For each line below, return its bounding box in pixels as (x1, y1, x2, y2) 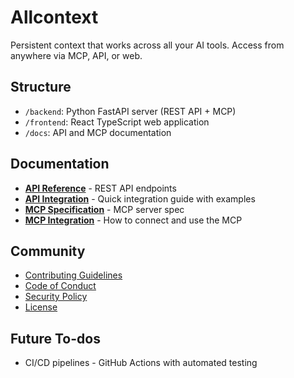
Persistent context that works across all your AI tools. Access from (10, 39, 285, 51)
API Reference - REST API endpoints (24, 182, 177, 194)
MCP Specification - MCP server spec (24, 203, 185, 215)
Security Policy (24, 291, 88, 303)
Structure (10, 79, 72, 96)
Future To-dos (10, 330, 101, 347)
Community (10, 242, 86, 260)
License (24, 301, 58, 313)
